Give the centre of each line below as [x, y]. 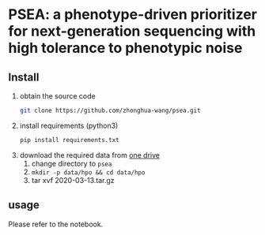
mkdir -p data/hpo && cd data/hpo [88, 172]
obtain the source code [58, 96]
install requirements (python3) [69, 125]
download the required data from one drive [90, 155]
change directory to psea [72, 163]
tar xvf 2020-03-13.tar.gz [73, 180]
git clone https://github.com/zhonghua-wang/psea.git [110, 110]
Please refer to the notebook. [56, 224]
